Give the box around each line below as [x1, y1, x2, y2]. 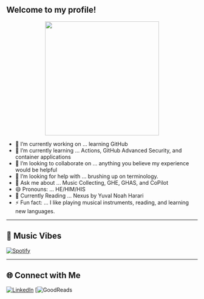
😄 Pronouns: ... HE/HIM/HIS [15, 185, 86, 193]
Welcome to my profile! [6, 5, 97, 15]
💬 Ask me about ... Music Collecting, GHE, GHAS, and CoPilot [15, 179, 169, 186]
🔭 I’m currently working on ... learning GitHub [15, 140, 129, 148]
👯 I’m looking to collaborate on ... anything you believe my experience [15, 159, 189, 167]
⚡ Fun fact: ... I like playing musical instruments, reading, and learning [15, 199, 189, 206]
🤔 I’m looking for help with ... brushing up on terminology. [15, 173, 159, 180]
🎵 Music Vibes [6, 231, 62, 241]
